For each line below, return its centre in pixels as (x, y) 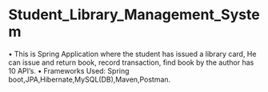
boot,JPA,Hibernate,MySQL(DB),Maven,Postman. (90, 79)
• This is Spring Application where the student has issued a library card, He (132, 54)
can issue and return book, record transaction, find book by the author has (131, 62)
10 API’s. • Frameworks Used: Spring (69, 70)
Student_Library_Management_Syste (134, 15)
